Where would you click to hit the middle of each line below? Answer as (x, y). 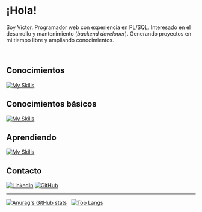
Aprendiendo (32, 137)
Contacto (24, 171)
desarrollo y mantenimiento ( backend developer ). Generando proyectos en (99, 33)
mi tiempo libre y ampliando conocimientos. (60, 40)
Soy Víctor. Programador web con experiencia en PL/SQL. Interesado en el (99, 27)
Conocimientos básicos (52, 104)
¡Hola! (22, 11)
